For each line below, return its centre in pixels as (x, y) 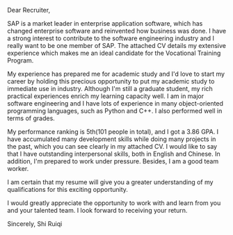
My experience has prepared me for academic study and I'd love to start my (116, 74)
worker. (18, 169)
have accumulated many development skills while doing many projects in (112, 139)
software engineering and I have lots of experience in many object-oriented (115, 103)
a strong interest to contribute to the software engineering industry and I (111, 38)
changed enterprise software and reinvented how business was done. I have (117, 31)
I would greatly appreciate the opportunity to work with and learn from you (114, 203)
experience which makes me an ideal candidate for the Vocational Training (114, 53)
